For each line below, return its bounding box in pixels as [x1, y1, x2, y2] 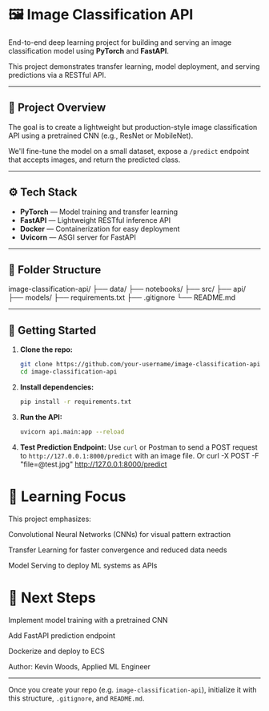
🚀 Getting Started [8, 323, 97, 337]
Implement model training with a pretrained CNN [8, 615, 168, 624]
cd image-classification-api [19, 368, 118, 376]
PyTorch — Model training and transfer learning [19, 207, 179, 216]
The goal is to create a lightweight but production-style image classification [8, 122, 258, 131]
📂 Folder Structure [8, 263, 102, 277]
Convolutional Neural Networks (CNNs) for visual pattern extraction [8, 529, 231, 539]
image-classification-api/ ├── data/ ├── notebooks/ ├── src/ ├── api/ [8, 285, 247, 294]
